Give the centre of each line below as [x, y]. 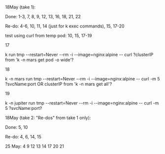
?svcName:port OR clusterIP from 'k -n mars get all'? [59, 84]
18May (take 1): [20, 7]
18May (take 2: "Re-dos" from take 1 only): [48, 118]
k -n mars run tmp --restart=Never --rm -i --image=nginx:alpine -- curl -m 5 [82, 79]
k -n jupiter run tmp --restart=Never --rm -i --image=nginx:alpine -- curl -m [82, 103]
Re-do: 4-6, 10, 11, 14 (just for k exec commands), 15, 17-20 [65, 26]
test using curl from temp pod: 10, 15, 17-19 [49, 36]
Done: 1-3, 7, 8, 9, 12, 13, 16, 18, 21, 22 [43, 16]
